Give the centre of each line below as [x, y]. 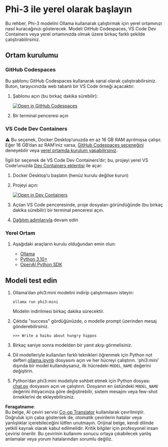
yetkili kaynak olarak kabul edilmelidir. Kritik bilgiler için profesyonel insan [82, 428]
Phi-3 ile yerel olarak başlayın [69, 9]
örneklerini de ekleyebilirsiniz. [44, 397]
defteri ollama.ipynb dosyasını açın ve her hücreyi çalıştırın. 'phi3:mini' [86, 361]
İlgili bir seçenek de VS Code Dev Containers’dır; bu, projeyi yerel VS [77, 160]
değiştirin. [23, 371]
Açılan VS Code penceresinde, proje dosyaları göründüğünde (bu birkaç [88, 205]
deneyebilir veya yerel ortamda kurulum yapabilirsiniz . [61, 150]
